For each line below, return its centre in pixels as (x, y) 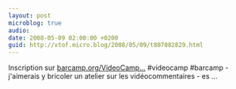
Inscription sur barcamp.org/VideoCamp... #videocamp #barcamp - (118, 68)
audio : (19, 30)
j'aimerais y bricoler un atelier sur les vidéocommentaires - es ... (113, 76)
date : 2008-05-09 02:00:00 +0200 (63, 38)
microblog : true (35, 23)
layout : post (30, 15)
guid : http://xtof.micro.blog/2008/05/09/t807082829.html (106, 45)
